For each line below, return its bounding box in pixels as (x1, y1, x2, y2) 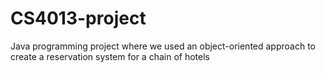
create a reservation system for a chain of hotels (10, 50, 210, 62)
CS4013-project (10, 7, 147, 30)
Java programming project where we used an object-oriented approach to (10, 40, 316, 52)
